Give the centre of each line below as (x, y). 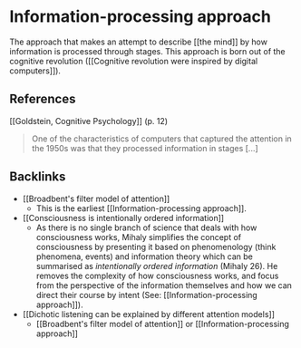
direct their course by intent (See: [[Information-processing (147, 295)
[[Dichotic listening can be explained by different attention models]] (148, 314)
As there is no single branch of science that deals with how (146, 227)
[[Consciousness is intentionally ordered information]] (123, 217)
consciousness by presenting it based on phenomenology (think (156, 246)
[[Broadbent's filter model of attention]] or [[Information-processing (163, 324)
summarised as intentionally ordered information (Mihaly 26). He (157, 266)
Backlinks (38, 177)
